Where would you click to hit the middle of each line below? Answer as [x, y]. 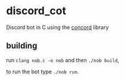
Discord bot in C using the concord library [57, 27]
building [22, 46]
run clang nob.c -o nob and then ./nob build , [63, 60]
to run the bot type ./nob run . [43, 72]
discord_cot [36, 11]
